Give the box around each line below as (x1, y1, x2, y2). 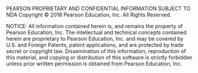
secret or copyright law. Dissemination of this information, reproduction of (6, 48, 186, 55)
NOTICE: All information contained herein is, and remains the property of (6, 23, 183, 29)
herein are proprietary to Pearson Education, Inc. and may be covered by (6, 35, 184, 42)
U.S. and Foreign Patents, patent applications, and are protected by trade (6, 41, 184, 48)
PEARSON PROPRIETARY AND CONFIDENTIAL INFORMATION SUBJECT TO (6, 5, 191, 12)
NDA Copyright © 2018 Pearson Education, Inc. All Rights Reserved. (6, 11, 172, 18)
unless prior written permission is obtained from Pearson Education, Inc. (6, 60, 182, 67)
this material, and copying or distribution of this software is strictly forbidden (6, 54, 193, 61)
